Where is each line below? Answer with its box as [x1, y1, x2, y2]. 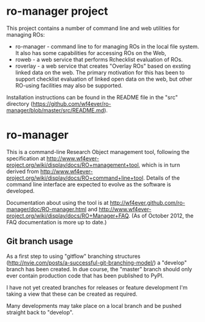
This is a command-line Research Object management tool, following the [6, 148, 190, 155]
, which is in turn [138, 161, 181, 169]
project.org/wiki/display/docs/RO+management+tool [6, 161, 139, 169]
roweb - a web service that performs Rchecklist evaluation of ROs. [15, 56, 183, 63]
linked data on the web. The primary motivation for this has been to [15, 68, 185, 76]
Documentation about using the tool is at [6, 199, 109, 206]
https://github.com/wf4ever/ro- [32, 100, 111, 108]
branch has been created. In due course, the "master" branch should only [6, 265, 193, 273]
